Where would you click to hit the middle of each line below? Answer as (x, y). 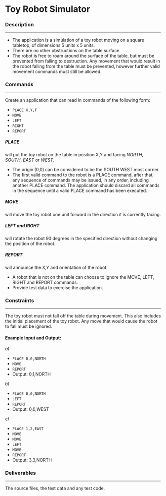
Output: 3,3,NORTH (32, 460)
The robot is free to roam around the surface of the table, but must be (83, 56)
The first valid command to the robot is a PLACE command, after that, (83, 175)
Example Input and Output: (33, 338)
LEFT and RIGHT (22, 226)
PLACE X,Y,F (24, 110)
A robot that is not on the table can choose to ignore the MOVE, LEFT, (83, 277)
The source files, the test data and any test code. (55, 488)
